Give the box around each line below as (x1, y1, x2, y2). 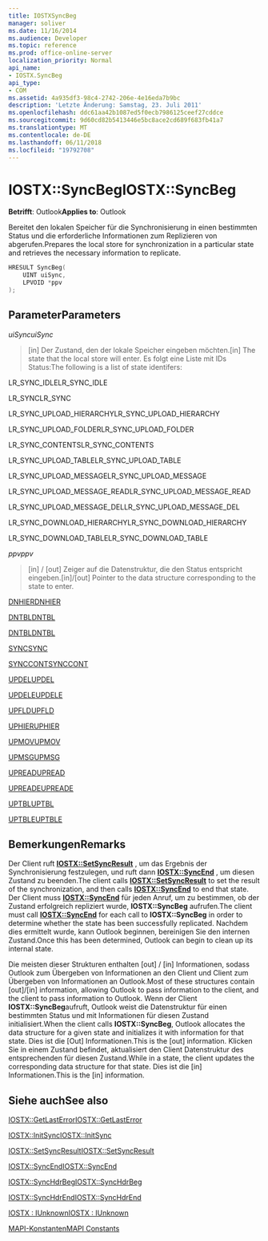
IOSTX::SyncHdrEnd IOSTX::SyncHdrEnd (8, 1193, 142, 1202)
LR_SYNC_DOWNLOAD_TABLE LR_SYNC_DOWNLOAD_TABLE (8, 533, 209, 542)
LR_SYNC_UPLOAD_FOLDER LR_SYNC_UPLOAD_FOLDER (8, 424, 194, 434)
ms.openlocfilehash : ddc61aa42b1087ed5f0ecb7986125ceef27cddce (8, 109, 224, 117)
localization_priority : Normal (8, 57, 113, 65)
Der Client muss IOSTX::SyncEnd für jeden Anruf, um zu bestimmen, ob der (8, 893, 260, 902)
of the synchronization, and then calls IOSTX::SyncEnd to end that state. (8, 884, 250, 894)
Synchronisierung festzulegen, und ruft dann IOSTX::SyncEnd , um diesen (8, 867, 254, 877)
